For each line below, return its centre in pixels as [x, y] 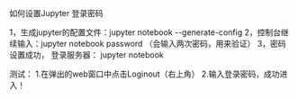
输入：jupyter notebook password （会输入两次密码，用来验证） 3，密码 [151, 44]
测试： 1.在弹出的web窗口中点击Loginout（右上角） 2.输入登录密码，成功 [144, 74]
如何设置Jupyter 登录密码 [56, 13]
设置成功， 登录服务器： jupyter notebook [87, 55]
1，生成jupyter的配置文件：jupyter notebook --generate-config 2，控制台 [145, 32]
